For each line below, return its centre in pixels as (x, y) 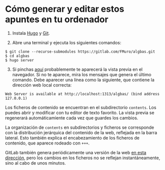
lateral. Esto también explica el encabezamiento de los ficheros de (72, 138)
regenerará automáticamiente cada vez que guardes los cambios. (72, 118)
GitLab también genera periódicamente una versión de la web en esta (76, 152)
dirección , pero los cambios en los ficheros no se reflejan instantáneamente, (83, 158)
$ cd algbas (17, 56)
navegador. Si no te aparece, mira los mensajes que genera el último (82, 74)
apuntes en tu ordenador (57, 19)
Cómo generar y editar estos (65, 9)
